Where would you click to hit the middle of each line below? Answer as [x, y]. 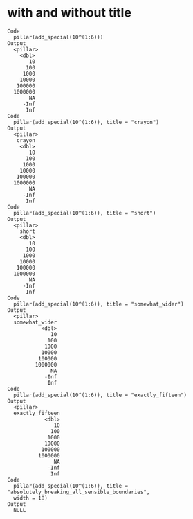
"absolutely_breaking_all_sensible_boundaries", [79, 492]
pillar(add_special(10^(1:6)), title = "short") [85, 213]
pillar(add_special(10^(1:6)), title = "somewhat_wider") [99, 304]
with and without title [69, 13]
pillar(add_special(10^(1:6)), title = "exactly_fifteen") [100, 395]
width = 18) [31, 498]
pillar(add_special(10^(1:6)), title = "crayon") [86, 122]
